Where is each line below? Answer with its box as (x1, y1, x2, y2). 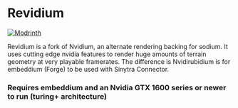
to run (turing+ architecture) (7, 91, 107, 101)
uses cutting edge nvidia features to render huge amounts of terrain (7, 50, 207, 58)
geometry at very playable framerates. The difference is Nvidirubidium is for (7, 57, 231, 65)
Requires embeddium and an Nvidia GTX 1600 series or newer (7, 82, 227, 92)
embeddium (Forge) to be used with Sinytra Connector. (7, 65, 170, 73)
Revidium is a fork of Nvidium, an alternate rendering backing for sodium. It (7, 42, 228, 50)
